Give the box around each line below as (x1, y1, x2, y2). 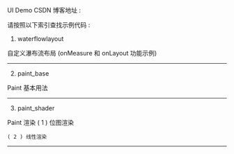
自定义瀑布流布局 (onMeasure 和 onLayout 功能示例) (7, 49, 157, 57)
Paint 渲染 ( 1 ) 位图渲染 (7, 119, 75, 126)
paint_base (17, 69, 49, 78)
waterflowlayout (17, 35, 64, 43)
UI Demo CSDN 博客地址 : (7, 6, 81, 14)
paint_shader (17, 104, 55, 112)
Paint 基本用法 (7, 84, 48, 92)
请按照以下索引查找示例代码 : (7, 21, 91, 29)
